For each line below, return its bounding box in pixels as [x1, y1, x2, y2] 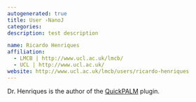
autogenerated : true [7, 10, 68, 17]
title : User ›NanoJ [7, 17, 64, 24]
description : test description [7, 29, 99, 37]
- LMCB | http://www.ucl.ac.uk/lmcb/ [13, 55, 124, 62]
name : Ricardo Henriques [7, 42, 80, 49]
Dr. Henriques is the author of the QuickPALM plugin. [7, 87, 160, 95]
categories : [7, 23, 42, 30]
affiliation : [7, 49, 45, 56]
